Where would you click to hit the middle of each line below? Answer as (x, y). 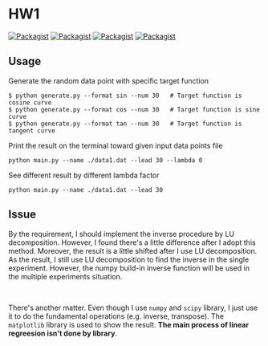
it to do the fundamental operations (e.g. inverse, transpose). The (116, 316)
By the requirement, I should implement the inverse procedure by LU (122, 234)
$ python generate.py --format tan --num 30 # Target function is (125, 124)
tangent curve (32, 130)
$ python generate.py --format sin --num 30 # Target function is (125, 96)
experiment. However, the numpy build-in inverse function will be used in (129, 268)
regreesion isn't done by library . (63, 333)
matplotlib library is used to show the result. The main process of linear (129, 324)
